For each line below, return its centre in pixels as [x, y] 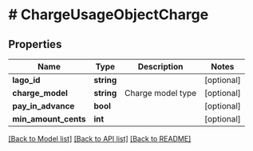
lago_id [26, 80]
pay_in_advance [43, 106]
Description [160, 67]
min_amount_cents [49, 119]
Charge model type [161, 93]
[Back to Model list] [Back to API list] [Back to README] [100, 139]
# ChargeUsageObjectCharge [109, 15]
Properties [35, 44]
